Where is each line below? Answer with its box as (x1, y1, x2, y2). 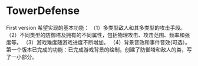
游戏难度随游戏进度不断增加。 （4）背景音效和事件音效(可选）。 (36, 39, 190, 46)
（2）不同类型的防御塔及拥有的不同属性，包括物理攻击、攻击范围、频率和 (6, 31, 185, 39)
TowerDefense (6, 4, 80, 18)
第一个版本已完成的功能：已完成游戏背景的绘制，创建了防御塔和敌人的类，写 (6, 46, 192, 53)
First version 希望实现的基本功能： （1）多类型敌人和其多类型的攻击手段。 (6, 24, 186, 31)
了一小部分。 (6, 53, 37, 60)
